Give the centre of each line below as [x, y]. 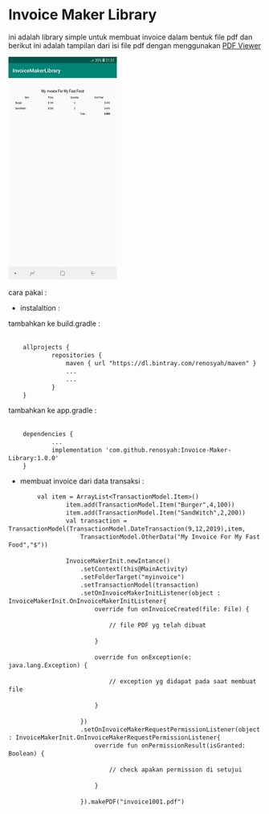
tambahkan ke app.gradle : [53, 410]
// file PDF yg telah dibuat [157, 625]
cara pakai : [28, 292]
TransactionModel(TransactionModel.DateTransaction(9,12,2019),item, [127, 529]
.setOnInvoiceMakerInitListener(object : [150, 593]
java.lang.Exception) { [48, 665]
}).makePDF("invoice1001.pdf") [132, 802]
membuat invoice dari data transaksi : [82, 481]
